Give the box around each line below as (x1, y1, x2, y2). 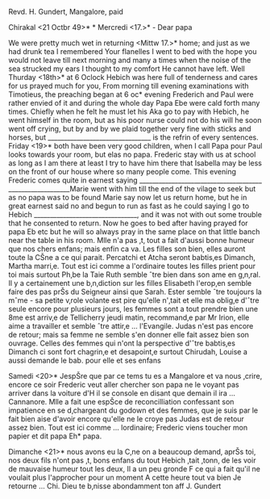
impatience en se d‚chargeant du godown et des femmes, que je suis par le (8, 405, 259, 415)
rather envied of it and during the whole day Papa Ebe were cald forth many (8, 99, 260, 107)
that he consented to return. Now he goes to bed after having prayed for (8, 218, 248, 228)
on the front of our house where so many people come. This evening (8, 167, 236, 176)
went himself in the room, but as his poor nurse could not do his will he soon (8, 115, 262, 124)
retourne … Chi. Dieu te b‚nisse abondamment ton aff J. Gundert (8, 481, 222, 491)
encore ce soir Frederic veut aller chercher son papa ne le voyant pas (8, 379, 239, 389)
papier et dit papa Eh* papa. (8, 431, 102, 441)
